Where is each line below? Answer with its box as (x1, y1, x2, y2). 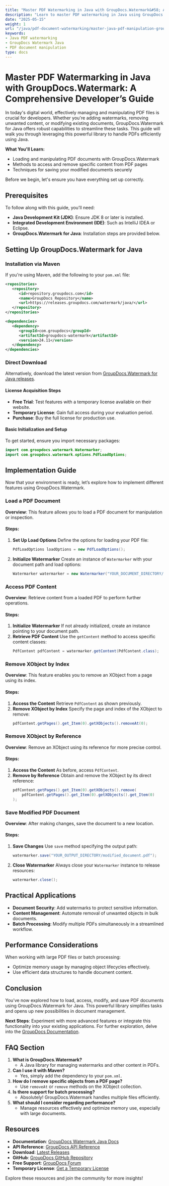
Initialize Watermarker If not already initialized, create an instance (12, 623, 150, 629)
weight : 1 (5, 21, 26, 27)
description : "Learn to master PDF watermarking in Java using (5, 12, 141, 17)
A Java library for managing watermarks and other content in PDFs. (20, 1062, 160, 1068)
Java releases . (5, 376, 35, 382)
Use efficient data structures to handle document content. (12, 969, 133, 975)
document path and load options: (12, 561, 81, 567)
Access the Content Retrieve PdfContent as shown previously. (12, 700, 142, 706)
